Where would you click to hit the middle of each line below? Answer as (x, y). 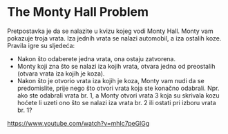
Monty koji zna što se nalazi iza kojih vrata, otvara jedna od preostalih (116, 66)
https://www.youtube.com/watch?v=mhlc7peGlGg (78, 123)
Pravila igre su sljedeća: (41, 45)
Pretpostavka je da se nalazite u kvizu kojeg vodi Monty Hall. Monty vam (110, 31)
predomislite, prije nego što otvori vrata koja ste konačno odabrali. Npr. (118, 88)
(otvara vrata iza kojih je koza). (61, 74)
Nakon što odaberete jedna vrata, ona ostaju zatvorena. (96, 58)
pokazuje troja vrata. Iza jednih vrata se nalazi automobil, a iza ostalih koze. (114, 38)
